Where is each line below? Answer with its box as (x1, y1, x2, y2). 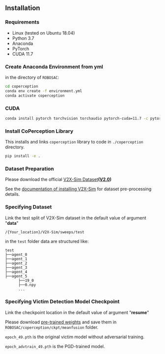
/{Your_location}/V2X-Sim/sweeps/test (5, 229, 84, 235)
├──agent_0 (5, 252, 27, 257)
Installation (5, 4, 40, 12)
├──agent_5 (5, 274, 27, 279)
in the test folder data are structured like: (5, 239, 89, 245)
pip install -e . (5, 154, 41, 159)
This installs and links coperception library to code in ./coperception (5, 139, 143, 145)
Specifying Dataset (5, 204, 52, 211)
